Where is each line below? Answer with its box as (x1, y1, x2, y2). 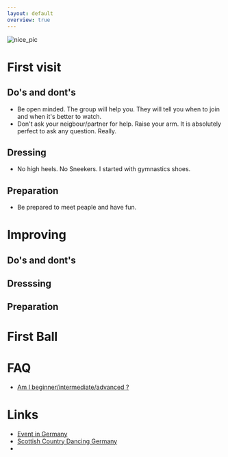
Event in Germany (16, 430, 68, 438)
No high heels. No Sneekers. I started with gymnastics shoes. (16, 165, 191, 173)
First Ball (7, 328, 58, 344)
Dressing (7, 146, 47, 158)
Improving (7, 227, 66, 243)
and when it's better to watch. (16, 112, 102, 120)
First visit (7, 59, 62, 75)
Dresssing (7, 278, 52, 289)
